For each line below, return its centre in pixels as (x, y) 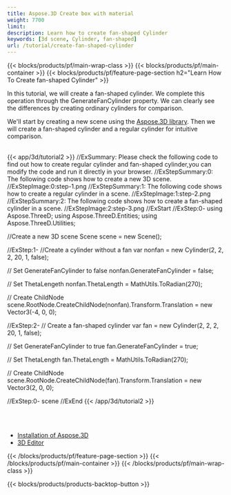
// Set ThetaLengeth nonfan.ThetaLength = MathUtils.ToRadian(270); (105, 284)
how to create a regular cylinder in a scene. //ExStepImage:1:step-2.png (109, 194)
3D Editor (30, 442)
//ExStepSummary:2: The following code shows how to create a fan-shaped (115, 201)
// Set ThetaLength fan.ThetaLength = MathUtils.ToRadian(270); (98, 359)
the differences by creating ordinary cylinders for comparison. (96, 108)
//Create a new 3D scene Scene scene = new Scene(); (84, 236)
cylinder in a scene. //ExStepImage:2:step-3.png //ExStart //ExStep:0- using (115, 208)
